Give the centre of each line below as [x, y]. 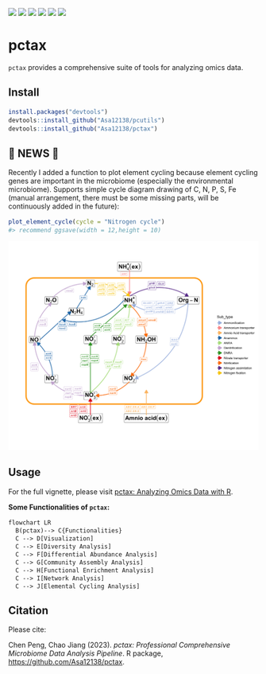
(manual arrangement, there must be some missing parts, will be [114, 198]
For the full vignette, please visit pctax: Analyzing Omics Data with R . [121, 491]
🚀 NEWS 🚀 [34, 153]
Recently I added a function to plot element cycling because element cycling [133, 173]
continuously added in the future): [64, 206]
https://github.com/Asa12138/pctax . [67, 662]
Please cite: [27, 629]
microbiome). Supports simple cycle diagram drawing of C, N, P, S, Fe [122, 189]
